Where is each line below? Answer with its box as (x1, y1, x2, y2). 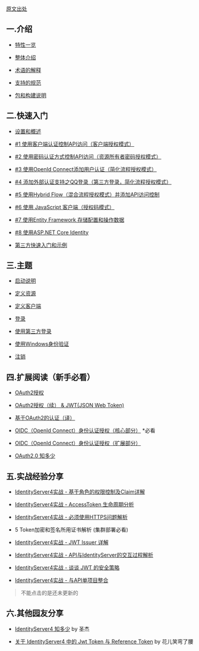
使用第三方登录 (14, 328, 52, 335)
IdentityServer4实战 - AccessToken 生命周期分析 (14, 501, 134, 508)
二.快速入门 (6, 111, 49, 121)
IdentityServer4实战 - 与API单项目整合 (14, 577, 109, 584)
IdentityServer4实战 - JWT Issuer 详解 (14, 539, 109, 546)
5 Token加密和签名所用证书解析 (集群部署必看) (14, 526, 129, 533)
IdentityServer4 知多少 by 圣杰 (14, 625, 90, 632)
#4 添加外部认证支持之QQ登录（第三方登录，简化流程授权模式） (14, 178, 172, 185)
